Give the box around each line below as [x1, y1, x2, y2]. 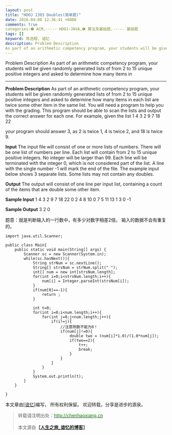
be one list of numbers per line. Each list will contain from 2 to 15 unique [5, 149, 157, 155]
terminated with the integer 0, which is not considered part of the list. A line [5, 160, 164, 166]
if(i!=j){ [51, 319, 72, 324]
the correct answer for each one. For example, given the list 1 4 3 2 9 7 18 [5, 112, 160, 119]
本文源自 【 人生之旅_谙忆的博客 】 [17, 424, 88, 430]
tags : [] [5, 31, 24, 36]
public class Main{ [5, 242, 47, 248]
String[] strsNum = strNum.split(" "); [32, 265, 118, 270]
